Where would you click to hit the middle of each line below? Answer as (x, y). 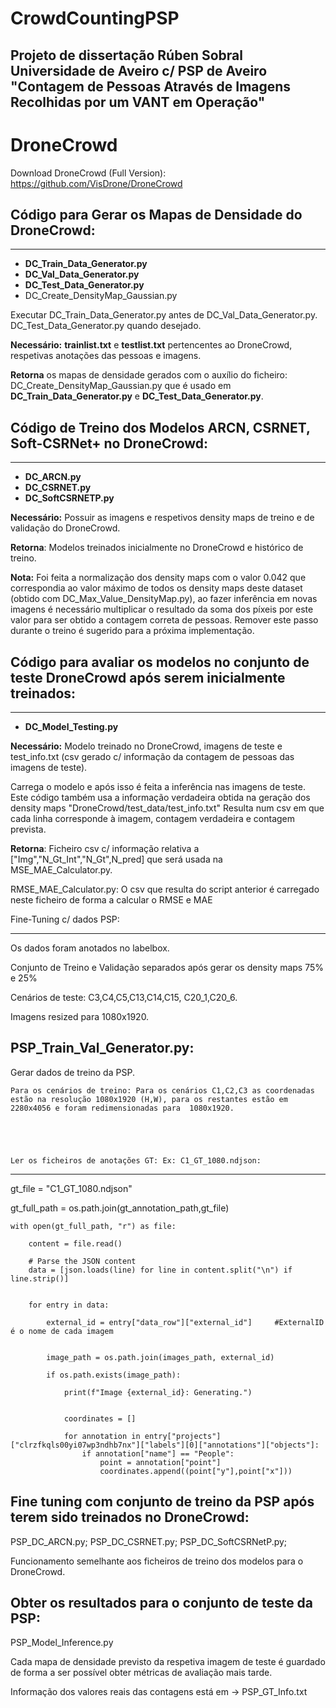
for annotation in (102, 1436)
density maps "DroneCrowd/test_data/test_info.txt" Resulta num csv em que (167, 808)
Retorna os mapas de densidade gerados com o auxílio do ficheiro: (149, 375)
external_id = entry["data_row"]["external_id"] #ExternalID (185, 1322)
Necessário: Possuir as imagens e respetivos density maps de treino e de (162, 518)
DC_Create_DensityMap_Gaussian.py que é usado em (121, 386)
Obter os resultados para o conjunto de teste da (162, 1602)
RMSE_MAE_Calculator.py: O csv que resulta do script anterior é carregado (165, 889)
